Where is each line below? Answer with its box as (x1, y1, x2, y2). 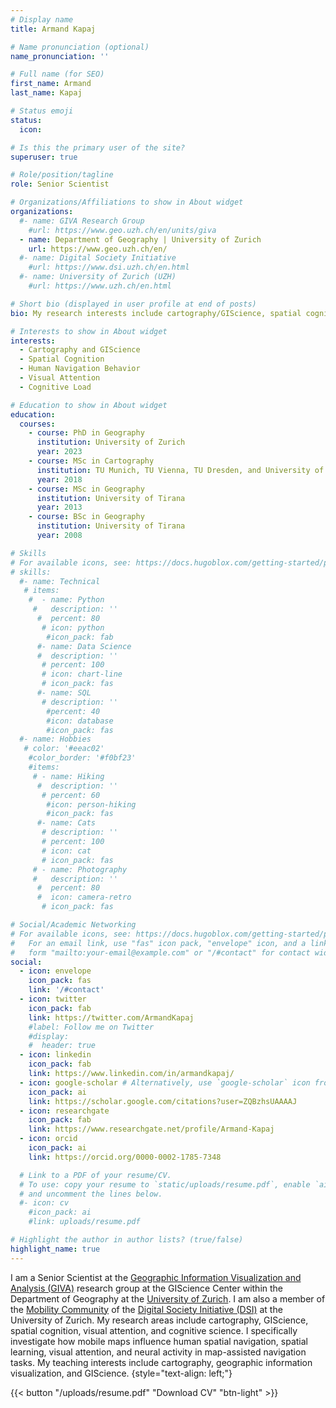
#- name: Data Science (36, 641, 132, 651)
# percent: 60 (41, 790, 101, 800)
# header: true (28, 1041, 97, 1051)
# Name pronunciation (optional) (10, 42, 150, 52)
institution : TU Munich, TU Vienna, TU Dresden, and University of (36, 465, 325, 475)
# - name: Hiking (32, 771, 105, 781)
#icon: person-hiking (46, 799, 137, 810)
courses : (19, 419, 56, 429)
